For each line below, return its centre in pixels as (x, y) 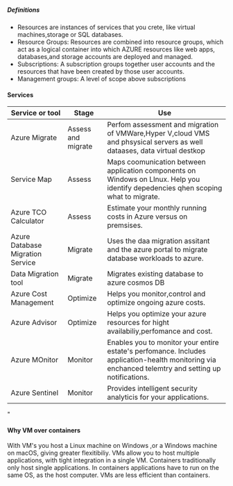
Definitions (24, 10)
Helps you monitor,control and (156, 294)
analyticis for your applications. (158, 397)
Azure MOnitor (35, 360)
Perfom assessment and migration (163, 125)
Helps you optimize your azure (157, 314)
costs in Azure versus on (147, 217)
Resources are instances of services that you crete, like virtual (106, 27)
